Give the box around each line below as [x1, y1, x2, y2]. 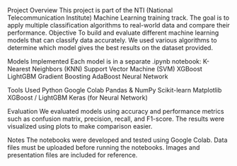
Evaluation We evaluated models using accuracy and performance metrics [7, 107, 224, 115]
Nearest [7, 65, 30, 73]
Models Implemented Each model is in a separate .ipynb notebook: [7, 57, 202, 66]
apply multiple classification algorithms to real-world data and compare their [7, 21, 230, 29]
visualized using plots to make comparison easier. [7, 122, 153, 130]
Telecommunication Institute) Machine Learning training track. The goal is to [7, 13, 230, 22]
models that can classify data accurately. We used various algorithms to [7, 36, 217, 45]
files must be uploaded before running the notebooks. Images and [7, 143, 200, 151]
